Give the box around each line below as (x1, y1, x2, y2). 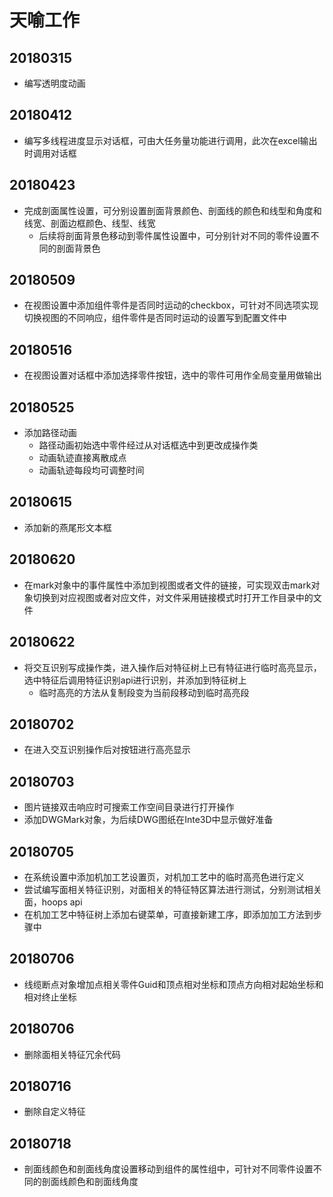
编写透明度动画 (23, 77, 86, 89)
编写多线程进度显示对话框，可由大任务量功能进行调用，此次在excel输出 (23, 134, 318, 146)
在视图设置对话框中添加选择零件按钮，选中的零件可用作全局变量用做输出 (23, 369, 322, 381)
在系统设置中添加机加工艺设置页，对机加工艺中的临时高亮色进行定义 (23, 871, 305, 883)
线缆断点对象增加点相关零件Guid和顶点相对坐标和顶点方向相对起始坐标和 (23, 978, 324, 990)
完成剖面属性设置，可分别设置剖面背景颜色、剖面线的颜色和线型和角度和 (23, 204, 322, 216)
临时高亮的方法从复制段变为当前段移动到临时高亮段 (38, 686, 250, 698)
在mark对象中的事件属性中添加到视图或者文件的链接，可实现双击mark (23, 579, 312, 591)
